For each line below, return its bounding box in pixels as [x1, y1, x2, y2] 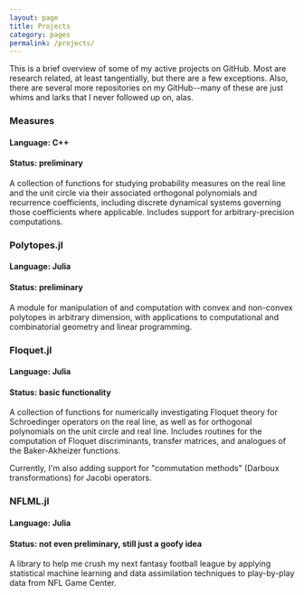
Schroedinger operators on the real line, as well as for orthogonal [9, 417, 252, 428]
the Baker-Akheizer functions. [9, 445, 121, 457]
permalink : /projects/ [9, 38, 95, 48]
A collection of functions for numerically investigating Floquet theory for [9, 407, 279, 418]
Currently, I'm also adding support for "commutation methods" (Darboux [9, 463, 280, 474]
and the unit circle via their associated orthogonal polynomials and [9, 187, 258, 198]
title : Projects [9, 22, 71, 31]
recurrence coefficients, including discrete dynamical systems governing [9, 196, 282, 208]
